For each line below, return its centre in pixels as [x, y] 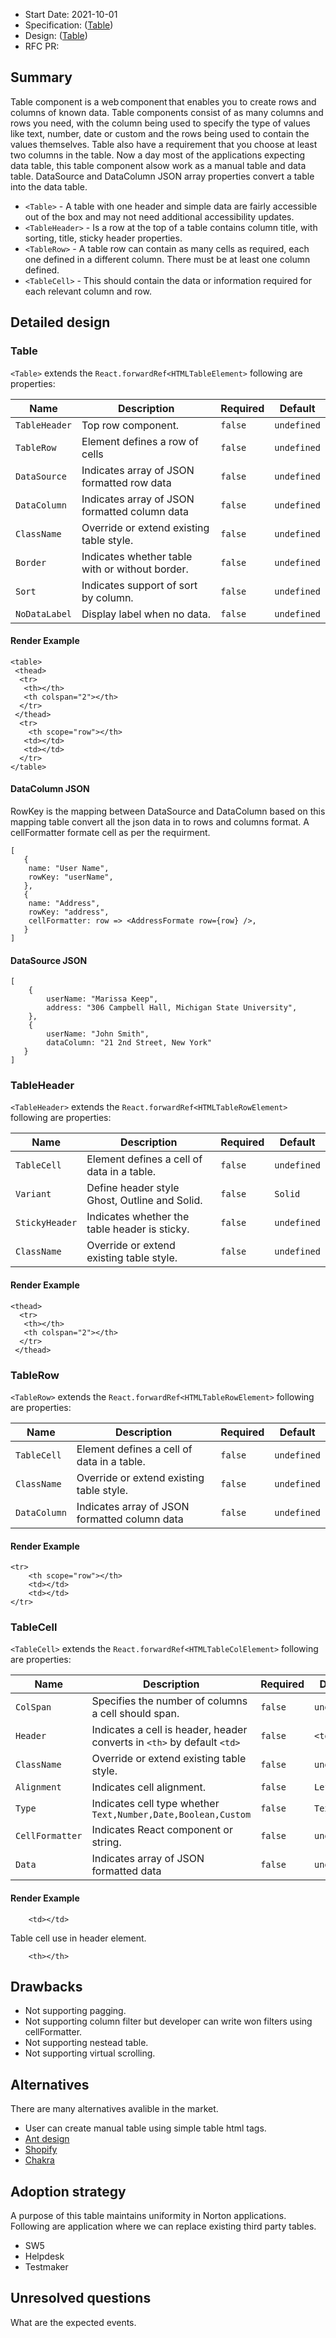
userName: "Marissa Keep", [102, 999]
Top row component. [130, 425]
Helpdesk [44, 2256]
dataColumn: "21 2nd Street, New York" [129, 1043]
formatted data [126, 1871]
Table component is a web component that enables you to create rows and [163, 101]
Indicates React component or [162, 1830]
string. [106, 1842]
